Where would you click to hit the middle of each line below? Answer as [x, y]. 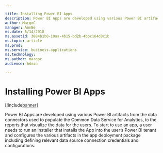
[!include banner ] [22, 105]
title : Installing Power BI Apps [39, 14]
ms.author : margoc [24, 59]
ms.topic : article [24, 41]
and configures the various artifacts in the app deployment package [73, 135]
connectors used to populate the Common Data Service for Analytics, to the [81, 120]
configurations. [20, 146]
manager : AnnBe [20, 27]
